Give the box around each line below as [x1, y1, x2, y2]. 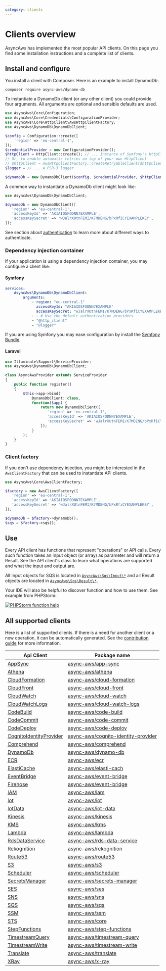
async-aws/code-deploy [67, 725, 127, 731]
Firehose [7, 781, 28, 788]
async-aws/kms [67, 821, 106, 828]
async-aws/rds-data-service [67, 837, 137, 844]
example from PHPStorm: [5, 592, 57, 599]
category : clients [5, 7, 43, 12]
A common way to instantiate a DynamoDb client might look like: [5, 184, 136, 190]
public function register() [14, 382, 72, 387]
